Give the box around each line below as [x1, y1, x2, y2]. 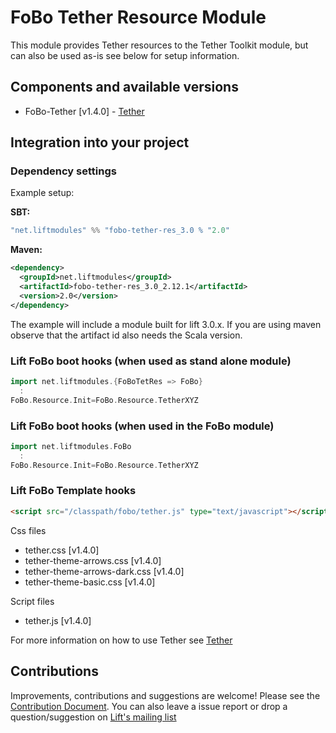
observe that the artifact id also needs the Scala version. [10, 329, 243, 341]
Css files [10, 524, 47, 536]
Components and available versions [10, 79, 239, 96]
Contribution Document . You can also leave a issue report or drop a [10, 700, 288, 712]
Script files [10, 595, 55, 607]
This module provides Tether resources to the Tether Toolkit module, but [10, 39, 309, 51]
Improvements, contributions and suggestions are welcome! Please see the [10, 689, 321, 701]
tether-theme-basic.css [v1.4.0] [24, 576, 156, 588]
